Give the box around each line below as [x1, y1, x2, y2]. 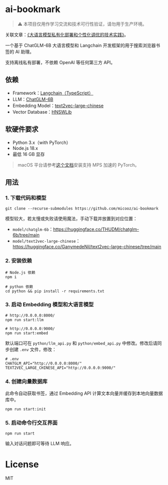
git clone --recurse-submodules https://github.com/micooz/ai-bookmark [5, 206, 158, 211]
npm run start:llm [5, 317, 44, 322]
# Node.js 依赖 [5, 270, 36, 275]
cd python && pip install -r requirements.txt [5, 289, 105, 294]
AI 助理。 [15, 48, 34, 55]
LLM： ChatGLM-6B [12, 96, 54, 102]
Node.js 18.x [12, 145, 38, 151]
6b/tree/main [12, 232, 40, 238]
